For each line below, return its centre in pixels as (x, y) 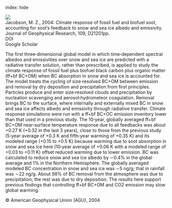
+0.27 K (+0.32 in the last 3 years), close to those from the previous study (83, 130)
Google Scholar (22, 44)
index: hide (17, 7)
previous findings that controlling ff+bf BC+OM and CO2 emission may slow (85, 185)
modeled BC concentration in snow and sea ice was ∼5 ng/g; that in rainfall (85, 168)
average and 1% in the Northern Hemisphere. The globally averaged (77, 163)
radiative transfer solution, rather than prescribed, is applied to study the (82, 65)
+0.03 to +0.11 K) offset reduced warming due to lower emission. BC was (82, 152)
